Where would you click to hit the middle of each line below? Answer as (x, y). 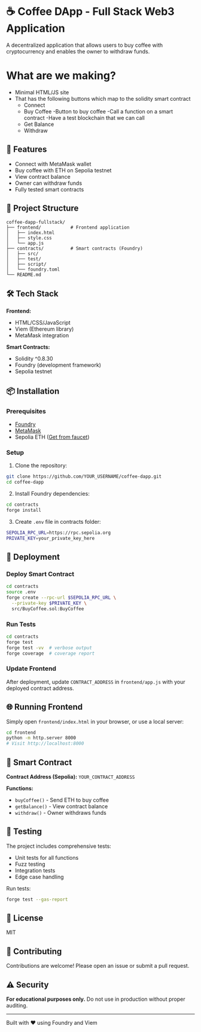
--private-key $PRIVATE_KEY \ (49, 603)
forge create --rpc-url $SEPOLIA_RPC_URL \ (61, 598)
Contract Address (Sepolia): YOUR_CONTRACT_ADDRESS (71, 776)
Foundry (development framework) (58, 365)
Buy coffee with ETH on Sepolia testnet (63, 170)
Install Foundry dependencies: (52, 494)
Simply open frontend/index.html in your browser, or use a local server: (95, 721)
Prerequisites (26, 411)
